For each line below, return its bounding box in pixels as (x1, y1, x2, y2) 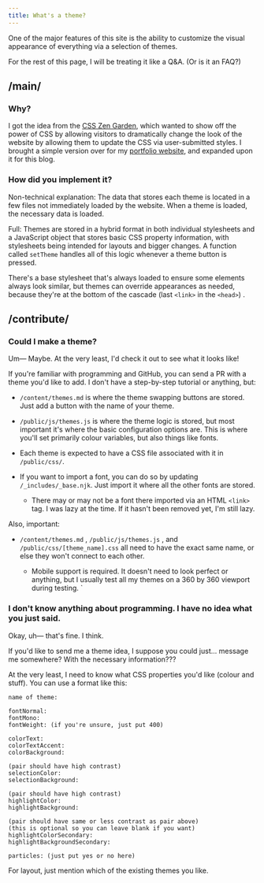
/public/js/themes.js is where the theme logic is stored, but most (19, 417, 235, 426)
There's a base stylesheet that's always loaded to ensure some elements (8, 273, 245, 282)
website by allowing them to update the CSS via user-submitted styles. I (8, 138, 242, 147)
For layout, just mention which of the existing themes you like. (8, 866, 209, 875)
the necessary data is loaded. (8, 209, 105, 218)
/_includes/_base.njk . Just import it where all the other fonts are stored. (19, 480, 256, 490)
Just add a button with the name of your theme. (19, 401, 175, 410)
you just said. (8, 613, 61, 624)
